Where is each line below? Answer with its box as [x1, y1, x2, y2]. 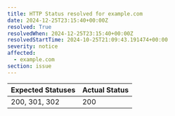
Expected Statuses [11, 85, 76, 95]
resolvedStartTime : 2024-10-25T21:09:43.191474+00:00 [7, 37, 169, 44]
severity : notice [7, 43, 58, 50]
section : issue [7, 63, 52, 70]
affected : [7, 50, 37, 57]
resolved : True [7, 23, 52, 30]
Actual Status [82, 85, 129, 95]
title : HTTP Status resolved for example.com [7, 10, 143, 18]
